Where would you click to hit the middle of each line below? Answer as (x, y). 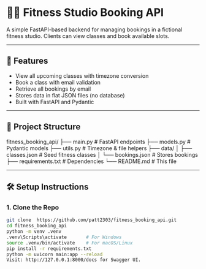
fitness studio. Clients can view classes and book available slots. (88, 36)
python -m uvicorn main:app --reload (55, 254)
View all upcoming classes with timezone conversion (82, 75)
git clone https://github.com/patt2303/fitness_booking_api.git (91, 220)
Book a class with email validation (58, 82)
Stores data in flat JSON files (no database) (70, 95)
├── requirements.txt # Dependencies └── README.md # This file (91, 161)
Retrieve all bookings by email (53, 89)
